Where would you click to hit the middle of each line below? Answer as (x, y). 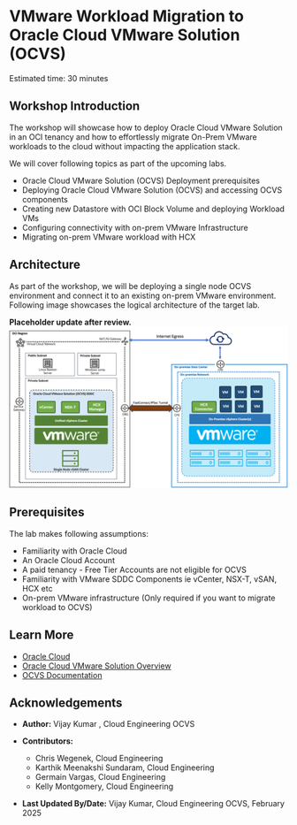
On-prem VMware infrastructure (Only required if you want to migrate (148, 598)
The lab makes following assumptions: (79, 533)
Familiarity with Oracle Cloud (75, 551)
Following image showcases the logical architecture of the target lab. (135, 305)
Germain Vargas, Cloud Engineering (100, 777)
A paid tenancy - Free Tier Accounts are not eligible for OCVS (134, 569)
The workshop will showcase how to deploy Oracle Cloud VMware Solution (146, 127)
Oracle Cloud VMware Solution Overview (96, 666)
